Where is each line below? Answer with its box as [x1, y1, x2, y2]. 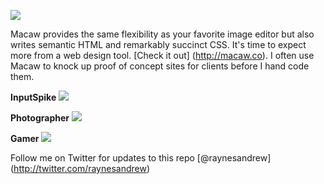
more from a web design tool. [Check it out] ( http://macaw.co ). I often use [10, 50, 315, 61]
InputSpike [10, 91, 57, 103]
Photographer [10, 112, 70, 124]
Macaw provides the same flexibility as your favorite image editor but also [10, 28, 315, 40]
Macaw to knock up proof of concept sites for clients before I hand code [10, 60, 310, 72]
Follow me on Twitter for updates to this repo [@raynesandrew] [10, 152, 272, 164]
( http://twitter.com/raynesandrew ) [10, 163, 151, 174]
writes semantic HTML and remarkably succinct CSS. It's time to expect [10, 39, 307, 50]
